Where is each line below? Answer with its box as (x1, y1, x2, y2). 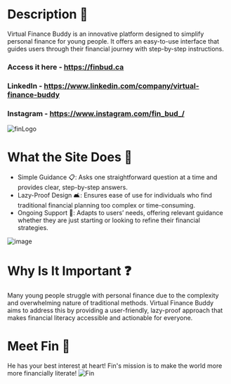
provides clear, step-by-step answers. (17, 183, 128, 192)
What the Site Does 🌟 (7, 149, 133, 165)
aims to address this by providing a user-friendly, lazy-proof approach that (7, 306, 223, 314)
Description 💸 (7, 6, 88, 23)
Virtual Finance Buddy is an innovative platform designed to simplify (7, 30, 204, 38)
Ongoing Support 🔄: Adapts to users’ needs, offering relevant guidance (17, 209, 223, 217)
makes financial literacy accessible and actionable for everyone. (7, 313, 193, 322)
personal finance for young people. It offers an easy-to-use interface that (7, 37, 220, 45)
